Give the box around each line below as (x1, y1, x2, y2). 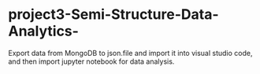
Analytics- (8, 22, 79, 40)
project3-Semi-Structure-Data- (8, 6, 219, 24)
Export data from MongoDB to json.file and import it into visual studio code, (8, 48, 253, 57)
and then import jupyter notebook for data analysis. (8, 57, 175, 66)
